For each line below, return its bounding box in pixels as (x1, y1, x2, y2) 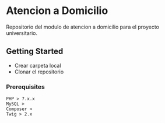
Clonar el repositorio (14, 68, 64, 75)
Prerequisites (6, 83, 45, 91)
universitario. (6, 29, 38, 36)
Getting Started (6, 47, 64, 57)
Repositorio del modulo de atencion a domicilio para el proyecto (6, 23, 159, 30)
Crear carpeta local (14, 62, 61, 69)
